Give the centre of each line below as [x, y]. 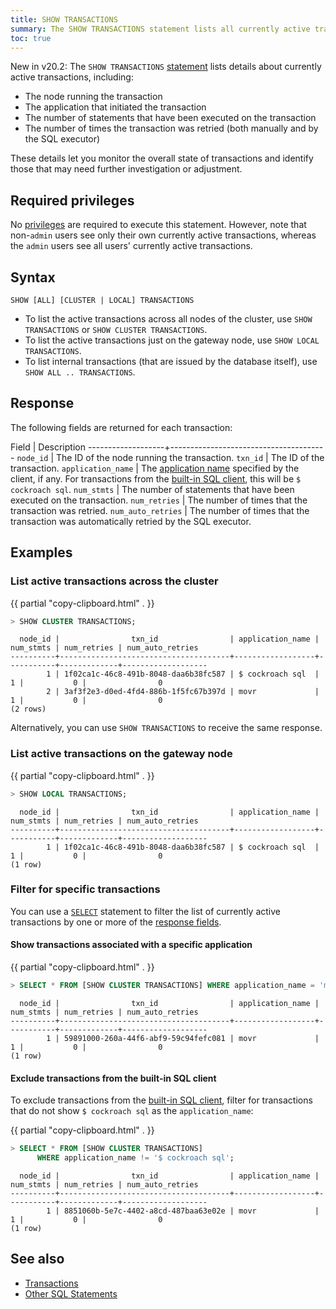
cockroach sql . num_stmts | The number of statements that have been [152, 489]
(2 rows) [28, 709]
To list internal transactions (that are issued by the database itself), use [171, 361]
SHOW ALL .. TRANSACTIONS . [80, 372]
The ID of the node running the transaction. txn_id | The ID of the [190, 457]
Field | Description [48, 447]
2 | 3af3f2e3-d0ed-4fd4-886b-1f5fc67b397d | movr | [183, 692]
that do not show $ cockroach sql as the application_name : [132, 1111]
